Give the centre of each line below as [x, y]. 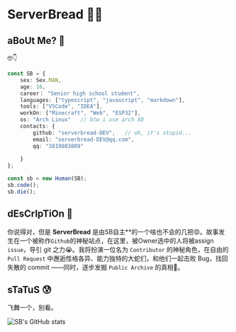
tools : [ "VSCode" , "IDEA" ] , [61, 107]
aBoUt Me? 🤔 [36, 41]
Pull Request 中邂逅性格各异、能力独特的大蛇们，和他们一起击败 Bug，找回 [118, 258]
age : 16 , [33, 87]
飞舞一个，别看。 [32, 308]
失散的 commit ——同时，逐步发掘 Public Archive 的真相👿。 [96, 267]
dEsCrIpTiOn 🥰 [40, 214]
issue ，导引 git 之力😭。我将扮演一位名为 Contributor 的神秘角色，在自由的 [118, 249]
